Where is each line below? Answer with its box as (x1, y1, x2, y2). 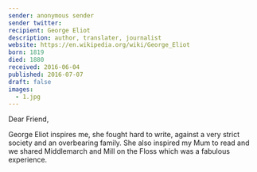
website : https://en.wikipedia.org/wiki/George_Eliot (8, 41, 191, 49)
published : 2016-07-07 (8, 71, 84, 78)
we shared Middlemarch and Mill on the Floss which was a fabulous (8, 147, 231, 156)
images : (8, 85, 34, 94)
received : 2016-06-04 (8, 63, 80, 71)
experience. (8, 155, 48, 165)
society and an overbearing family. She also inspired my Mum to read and (8, 138, 250, 147)
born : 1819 (8, 48, 45, 56)
